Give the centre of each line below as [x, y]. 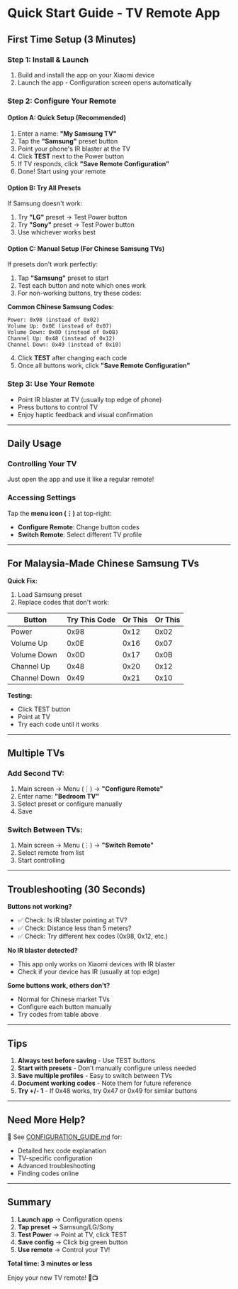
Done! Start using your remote [62, 171]
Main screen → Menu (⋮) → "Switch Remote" [86, 845]
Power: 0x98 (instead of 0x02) [53, 320]
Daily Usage [34, 444]
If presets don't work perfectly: [52, 264]
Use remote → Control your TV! [64, 1249]
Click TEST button [44, 709]
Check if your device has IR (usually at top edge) [89, 972]
